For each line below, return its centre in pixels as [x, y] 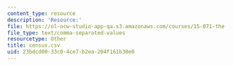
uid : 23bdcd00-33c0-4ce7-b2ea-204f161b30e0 [71, 52]
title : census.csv [34, 45]
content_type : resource [42, 13]
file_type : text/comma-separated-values [67, 33]
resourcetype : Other [37, 39]
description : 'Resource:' [44, 20]
